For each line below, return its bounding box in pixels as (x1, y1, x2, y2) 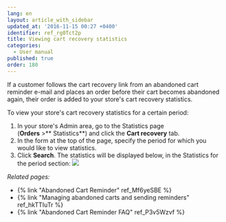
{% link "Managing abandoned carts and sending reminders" (16, 193, 190, 201)
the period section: (16, 159, 71, 168)
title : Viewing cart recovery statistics (7, 36, 128, 43)
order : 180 (7, 61, 38, 68)
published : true (7, 55, 54, 62)
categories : (7, 42, 41, 49)
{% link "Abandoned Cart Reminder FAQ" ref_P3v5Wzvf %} (16, 208, 185, 216)
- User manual (13, 49, 54, 56)
